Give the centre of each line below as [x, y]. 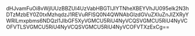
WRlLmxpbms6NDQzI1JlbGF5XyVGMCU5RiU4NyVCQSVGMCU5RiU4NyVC [97, 21]
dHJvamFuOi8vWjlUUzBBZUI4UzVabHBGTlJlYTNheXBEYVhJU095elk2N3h [97, 8]
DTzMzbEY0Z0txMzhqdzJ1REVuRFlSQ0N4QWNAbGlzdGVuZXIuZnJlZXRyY [97, 15]
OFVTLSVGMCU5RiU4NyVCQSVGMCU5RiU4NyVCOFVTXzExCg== [88, 27]
